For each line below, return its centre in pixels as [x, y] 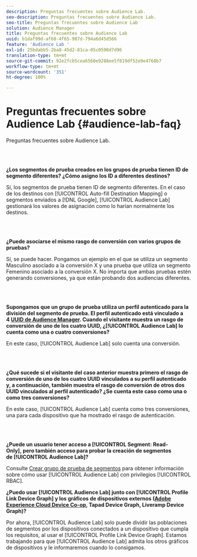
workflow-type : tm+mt [33, 66]
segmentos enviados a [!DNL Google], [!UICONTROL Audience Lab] [88, 200]
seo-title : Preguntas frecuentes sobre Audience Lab [72, 22]
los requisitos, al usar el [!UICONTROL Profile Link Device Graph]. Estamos [96, 535]
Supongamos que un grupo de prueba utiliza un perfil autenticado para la [98, 307]
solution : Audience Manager [41, 28]
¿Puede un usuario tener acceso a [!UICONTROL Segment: [79, 444]
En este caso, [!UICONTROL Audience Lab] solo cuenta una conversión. [93, 344]
